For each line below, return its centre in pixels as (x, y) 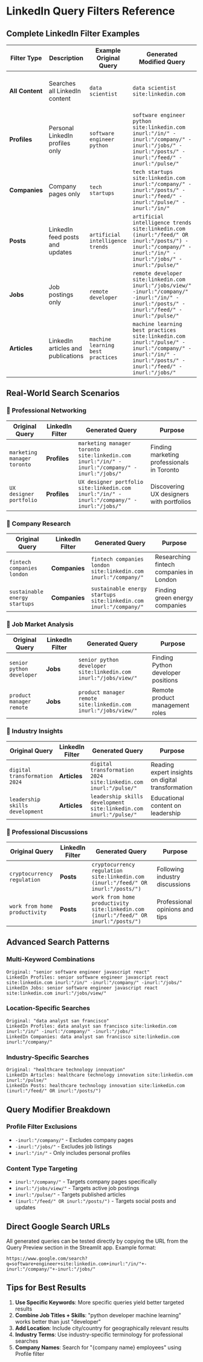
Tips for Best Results (46, 1288)
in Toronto (165, 469)
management (171, 706)
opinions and (175, 909)
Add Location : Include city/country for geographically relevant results (102, 1328)
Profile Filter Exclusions (42, 1126)
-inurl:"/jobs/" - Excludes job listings (63, 1146)
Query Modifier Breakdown (58, 1109)
